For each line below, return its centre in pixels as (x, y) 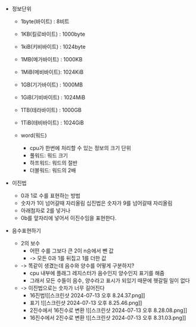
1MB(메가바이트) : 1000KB (52, 59)
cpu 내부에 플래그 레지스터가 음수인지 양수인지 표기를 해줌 (97, 273)
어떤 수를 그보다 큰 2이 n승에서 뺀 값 (72, 251)
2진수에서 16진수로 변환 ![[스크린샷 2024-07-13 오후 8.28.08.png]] (108, 310)
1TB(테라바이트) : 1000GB (51, 110)
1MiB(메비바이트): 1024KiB (52, 72)
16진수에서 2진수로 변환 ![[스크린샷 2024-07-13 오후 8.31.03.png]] (108, 318)
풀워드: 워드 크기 (49, 155)
